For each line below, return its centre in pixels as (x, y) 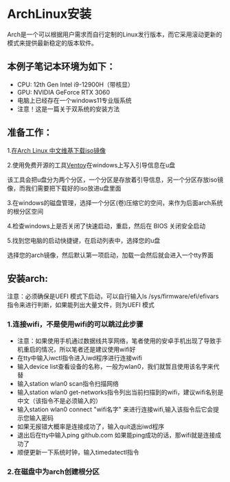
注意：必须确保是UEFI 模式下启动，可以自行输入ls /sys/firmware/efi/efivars (113, 296)
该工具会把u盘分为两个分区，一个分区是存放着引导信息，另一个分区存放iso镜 (115, 180)
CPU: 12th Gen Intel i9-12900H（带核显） (75, 84)
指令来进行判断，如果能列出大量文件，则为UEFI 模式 (81, 305)
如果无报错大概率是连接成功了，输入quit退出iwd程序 (91, 426)
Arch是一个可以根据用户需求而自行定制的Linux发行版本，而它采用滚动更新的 (115, 34)
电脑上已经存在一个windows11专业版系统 (74, 100)
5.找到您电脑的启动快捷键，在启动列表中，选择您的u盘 (84, 240)
